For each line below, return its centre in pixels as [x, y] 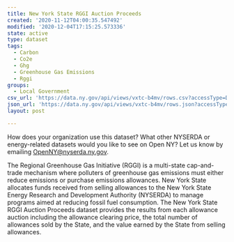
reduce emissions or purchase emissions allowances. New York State [107, 180]
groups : [18, 85]
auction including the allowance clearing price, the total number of [102, 217]
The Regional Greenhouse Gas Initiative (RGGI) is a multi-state [96, 165]
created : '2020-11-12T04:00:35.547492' [65, 20]
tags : [15, 46]
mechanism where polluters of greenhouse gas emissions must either [124, 172]
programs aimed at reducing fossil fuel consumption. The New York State [112, 202]
